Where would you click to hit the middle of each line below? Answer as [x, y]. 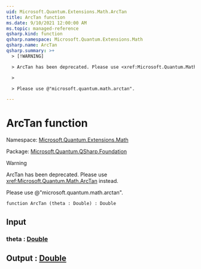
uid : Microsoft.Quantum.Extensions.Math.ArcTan [67, 12]
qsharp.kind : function [34, 34]
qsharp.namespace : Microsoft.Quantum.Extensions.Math [75, 39]
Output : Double [36, 258]
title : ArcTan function [36, 17]
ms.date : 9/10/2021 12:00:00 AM [46, 23]
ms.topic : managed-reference [42, 28]
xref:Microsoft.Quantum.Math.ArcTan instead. [62, 181]
